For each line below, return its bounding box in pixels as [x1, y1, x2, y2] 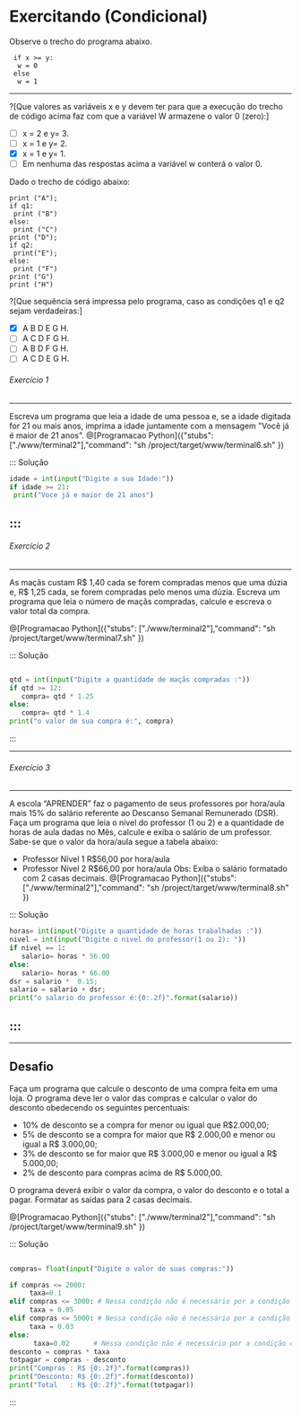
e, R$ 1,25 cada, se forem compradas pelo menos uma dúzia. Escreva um [9, 586, 280, 597]
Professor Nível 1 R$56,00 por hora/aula [21, 854, 170, 865]
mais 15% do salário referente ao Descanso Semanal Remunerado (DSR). [9, 808, 279, 819]
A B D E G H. [21, 323, 69, 334]
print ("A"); [9, 194, 58, 203]
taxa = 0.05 [29, 1305, 74, 1314]
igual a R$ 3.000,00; [21, 1138, 98, 1149]
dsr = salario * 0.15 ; [9, 977, 99, 986]
